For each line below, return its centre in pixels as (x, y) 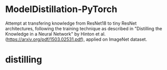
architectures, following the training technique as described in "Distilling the (84, 28)
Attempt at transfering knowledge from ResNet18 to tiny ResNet (71, 23)
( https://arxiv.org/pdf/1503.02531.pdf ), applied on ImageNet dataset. (76, 39)
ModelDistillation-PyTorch (61, 9)
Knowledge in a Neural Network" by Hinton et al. (55, 34)
